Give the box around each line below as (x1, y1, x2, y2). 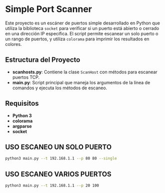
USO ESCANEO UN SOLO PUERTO (5, 143, 112, 151)
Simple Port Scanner (5, 3, 92, 15)
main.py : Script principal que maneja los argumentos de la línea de (12, 79, 151, 85)
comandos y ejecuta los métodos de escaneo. (12, 85, 107, 91)
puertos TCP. (12, 74, 40, 80)
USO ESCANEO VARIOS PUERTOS (5, 170, 112, 178)
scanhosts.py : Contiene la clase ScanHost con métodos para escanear (12, 69, 158, 75)
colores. (5, 41, 22, 47)
